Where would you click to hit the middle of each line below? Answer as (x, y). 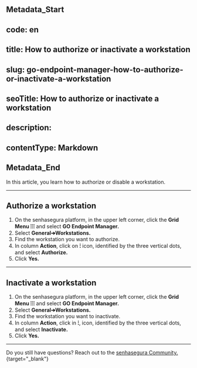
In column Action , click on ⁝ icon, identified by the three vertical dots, (98, 246)
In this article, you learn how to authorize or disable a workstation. (86, 182)
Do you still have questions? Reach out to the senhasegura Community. (92, 353)
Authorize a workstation (51, 206)
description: (29, 128)
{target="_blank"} (27, 359)
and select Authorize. (41, 252)
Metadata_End (33, 168)
